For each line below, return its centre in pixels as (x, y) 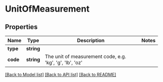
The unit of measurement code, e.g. (85, 57)
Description (91, 41)
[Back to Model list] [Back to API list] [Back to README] (61, 74)
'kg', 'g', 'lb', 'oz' (64, 63)
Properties (21, 27)
